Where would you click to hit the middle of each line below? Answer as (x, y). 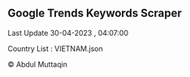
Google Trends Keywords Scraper (95, 13)
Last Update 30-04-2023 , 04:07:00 (68, 32)
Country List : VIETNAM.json (55, 49)
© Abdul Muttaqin (38, 64)
